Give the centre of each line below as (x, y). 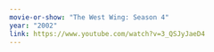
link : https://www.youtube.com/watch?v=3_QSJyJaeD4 (107, 33)
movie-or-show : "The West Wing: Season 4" (89, 17)
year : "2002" (33, 26)
